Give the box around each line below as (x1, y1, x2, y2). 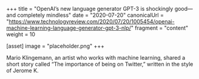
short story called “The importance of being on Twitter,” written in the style (6, 60, 194, 68)
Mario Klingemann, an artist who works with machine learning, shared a (6, 54, 186, 61)
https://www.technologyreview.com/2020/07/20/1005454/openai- (8, 18, 175, 25)
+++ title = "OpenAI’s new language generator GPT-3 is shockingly (6, 5, 174, 12)
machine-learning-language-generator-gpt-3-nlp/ (6, 24, 132, 31)
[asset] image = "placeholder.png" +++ (6, 42, 105, 49)
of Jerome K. (6, 67, 39, 74)
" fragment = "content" (130, 24, 189, 31)
